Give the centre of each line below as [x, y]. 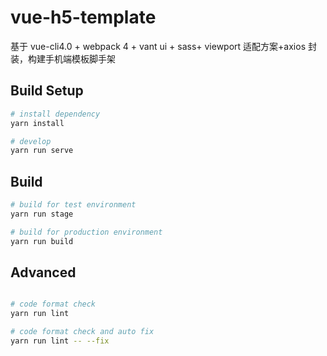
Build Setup [47, 91]
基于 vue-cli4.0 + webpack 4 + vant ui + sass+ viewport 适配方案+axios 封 [163, 46]
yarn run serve [42, 151]
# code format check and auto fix [82, 332]
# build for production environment [86, 232]
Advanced [43, 272]
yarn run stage [42, 214]
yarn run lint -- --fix [60, 341]
